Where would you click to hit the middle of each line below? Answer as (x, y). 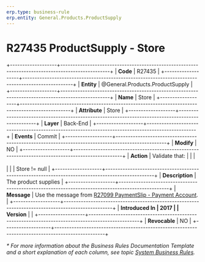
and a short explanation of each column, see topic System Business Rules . (101, 252)
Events (24, 137)
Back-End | (77, 124)
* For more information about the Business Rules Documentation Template (100, 246)
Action (139, 156)
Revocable (162, 221)
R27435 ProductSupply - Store (86, 48)
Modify (184, 143)
